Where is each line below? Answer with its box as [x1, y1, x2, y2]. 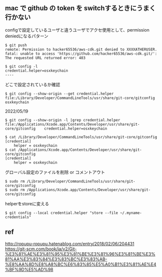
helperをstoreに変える [5, 200, 49, 207]
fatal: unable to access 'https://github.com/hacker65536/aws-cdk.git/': [5, 51, 158, 56]
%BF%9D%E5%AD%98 [5, 266, 53, 272]
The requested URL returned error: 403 [5, 55, 86, 60]
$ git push [5, 43, 27, 48]
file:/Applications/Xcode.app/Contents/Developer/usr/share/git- [5, 122, 140, 127]
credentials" [5, 214, 32, 219]
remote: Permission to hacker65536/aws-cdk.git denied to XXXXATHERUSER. [5, 47, 158, 52]
